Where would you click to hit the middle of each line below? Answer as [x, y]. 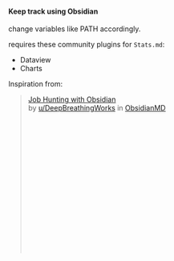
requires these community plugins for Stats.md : [87, 45]
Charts [31, 69]
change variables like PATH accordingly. [75, 29]
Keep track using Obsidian [53, 11]
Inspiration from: [36, 84]
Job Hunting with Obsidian [72, 99]
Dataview [35, 60]
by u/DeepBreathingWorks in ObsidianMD [97, 108]
